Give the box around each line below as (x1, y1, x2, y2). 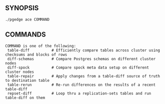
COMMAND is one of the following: (5, 43, 77, 48)
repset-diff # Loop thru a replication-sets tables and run (7, 91, 152, 96)
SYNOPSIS (5, 4, 39, 12)
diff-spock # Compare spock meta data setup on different (7, 65, 149, 70)
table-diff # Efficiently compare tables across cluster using (7, 48, 161, 53)
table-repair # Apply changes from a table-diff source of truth (7, 73, 161, 78)
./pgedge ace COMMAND (5, 17, 50, 22)
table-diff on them (5, 95, 45, 100)
